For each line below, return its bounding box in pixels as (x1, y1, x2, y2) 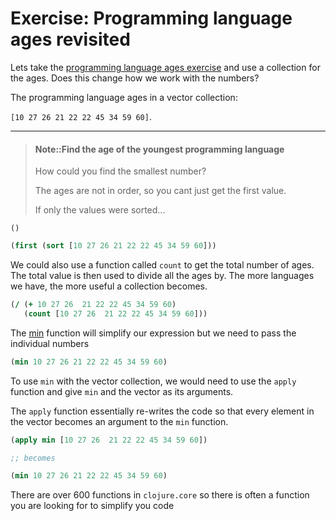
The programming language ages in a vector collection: (10, 91, 238, 103)
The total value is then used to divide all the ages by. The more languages (10, 270, 315, 282)
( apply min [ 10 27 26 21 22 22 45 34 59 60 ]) (10, 435, 208, 445)
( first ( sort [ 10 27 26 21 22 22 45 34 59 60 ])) (10, 241, 217, 251)
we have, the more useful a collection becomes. (10, 280, 208, 292)
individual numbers (10, 337, 90, 349)
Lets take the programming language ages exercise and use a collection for (10, 61, 321, 73)
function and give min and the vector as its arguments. (10, 385, 234, 397)
